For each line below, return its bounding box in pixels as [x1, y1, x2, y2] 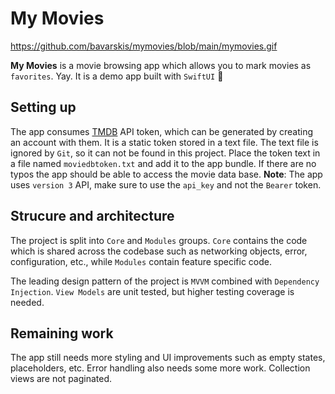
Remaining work [10, 325, 114, 342]
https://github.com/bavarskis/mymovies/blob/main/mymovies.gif [10, 40, 278, 52]
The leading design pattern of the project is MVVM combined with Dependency [10, 275, 320, 287]
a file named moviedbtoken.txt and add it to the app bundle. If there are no [10, 157, 317, 169]
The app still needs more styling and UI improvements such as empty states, [10, 352, 326, 364]
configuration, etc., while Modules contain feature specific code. [10, 255, 273, 267]
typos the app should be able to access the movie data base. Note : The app [10, 168, 323, 180]
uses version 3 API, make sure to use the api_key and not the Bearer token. [10, 178, 322, 191]
